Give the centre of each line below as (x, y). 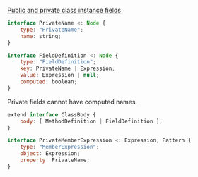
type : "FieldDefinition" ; (58, 62)
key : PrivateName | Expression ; (68, 69)
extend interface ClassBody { (52, 115)
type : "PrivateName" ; (52, 30)
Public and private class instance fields (64, 10)
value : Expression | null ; (60, 75)
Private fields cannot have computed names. (72, 102)
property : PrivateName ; (55, 160)
